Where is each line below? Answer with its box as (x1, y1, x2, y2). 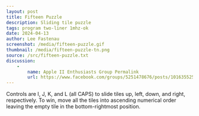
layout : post (6, 8, 38, 15)
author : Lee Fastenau (6, 36, 60, 42)
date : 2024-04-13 (6, 31, 49, 37)
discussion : (6, 58, 36, 64)
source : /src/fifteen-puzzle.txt (6, 52, 89, 58)
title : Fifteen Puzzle (6, 14, 62, 20)
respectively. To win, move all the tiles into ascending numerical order (6, 97, 176, 104)
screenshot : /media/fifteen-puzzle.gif (6, 42, 105, 48)
